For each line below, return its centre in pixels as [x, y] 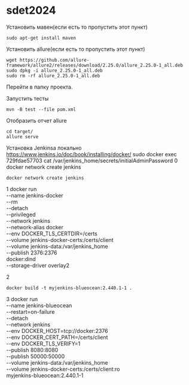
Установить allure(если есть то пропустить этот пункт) [76, 49]
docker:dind [21, 259]
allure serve [22, 137]
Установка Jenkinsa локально [44, 148]
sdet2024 [31, 10]
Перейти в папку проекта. [39, 87]
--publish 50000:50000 [35, 356]
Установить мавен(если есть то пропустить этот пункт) [77, 27]
